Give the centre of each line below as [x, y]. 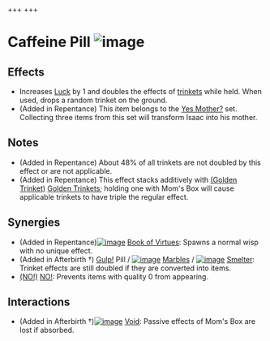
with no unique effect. [56, 250]
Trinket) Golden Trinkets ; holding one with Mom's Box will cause [126, 188]
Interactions [39, 302]
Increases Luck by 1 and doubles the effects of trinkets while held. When [141, 91]
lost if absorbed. [47, 330]
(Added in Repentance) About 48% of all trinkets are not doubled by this [140, 162]
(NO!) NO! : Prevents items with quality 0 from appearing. [114, 276]
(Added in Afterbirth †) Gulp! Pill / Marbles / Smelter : [137, 259]
